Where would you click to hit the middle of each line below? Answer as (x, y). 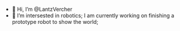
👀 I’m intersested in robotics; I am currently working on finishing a (93, 15)
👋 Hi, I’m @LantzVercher (42, 9)
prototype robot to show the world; (55, 22)
